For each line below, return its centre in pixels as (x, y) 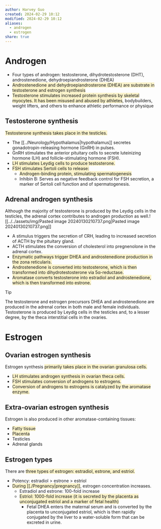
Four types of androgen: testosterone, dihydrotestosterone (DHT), (78, 74)
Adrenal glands (27, 444)
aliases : (14, 23)
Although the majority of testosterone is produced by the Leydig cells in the (81, 211)
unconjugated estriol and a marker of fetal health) (69, 502)
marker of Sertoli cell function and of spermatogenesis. (75, 184)
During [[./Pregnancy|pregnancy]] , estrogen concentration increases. (82, 486)
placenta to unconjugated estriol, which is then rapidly (81, 512)
